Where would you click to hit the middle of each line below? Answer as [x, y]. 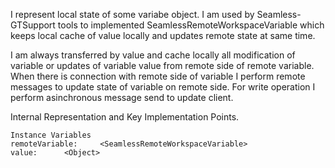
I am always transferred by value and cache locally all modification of [153, 55]
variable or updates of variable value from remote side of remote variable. [162, 65]
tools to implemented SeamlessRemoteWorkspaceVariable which [191, 25]
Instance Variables [51, 135]
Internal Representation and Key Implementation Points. [125, 117]
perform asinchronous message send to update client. [122, 97]
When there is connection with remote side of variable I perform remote [158, 76]
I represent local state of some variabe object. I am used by [132, 14]
